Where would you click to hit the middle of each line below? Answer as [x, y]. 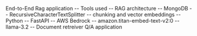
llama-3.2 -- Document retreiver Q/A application [64, 27]
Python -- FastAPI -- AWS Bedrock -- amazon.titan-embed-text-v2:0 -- [93, 21]
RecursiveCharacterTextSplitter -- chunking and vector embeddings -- [95, 15]
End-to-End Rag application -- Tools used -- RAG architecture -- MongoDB [97, 8]
